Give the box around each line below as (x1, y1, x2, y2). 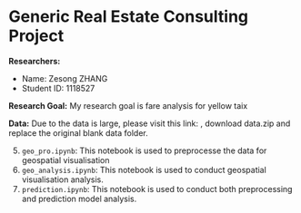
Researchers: (8, 55, 61, 66)
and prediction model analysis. (21, 193, 137, 204)
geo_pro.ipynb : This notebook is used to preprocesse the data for (21, 145, 267, 156)
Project (8, 25, 65, 46)
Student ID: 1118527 (21, 82, 95, 93)
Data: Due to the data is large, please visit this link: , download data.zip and (8, 118, 291, 129)
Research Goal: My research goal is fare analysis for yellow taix (8, 100, 248, 111)
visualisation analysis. (21, 174, 104, 185)
